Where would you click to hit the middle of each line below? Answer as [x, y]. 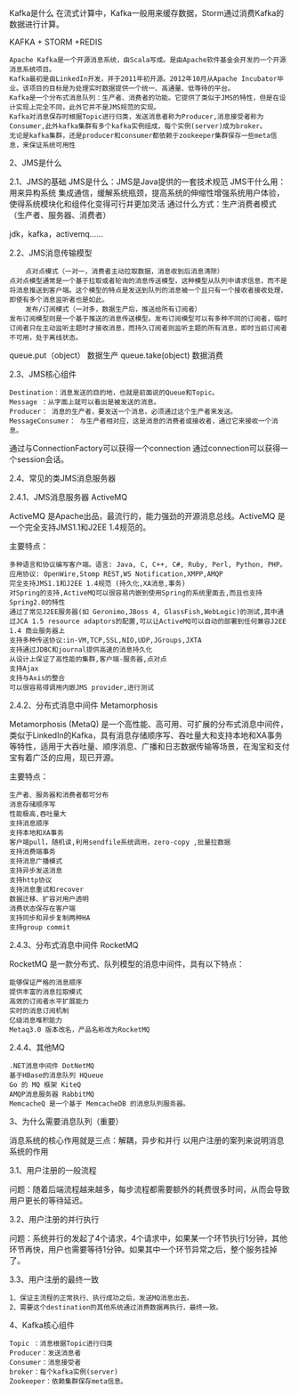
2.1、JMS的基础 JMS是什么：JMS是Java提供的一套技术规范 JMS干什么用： [148, 182]
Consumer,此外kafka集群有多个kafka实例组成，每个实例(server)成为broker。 [138, 126]
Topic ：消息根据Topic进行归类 [61, 1343]
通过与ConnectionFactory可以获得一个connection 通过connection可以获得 [145, 448]
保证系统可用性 [52, 145]
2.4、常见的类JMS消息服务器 [63, 478]
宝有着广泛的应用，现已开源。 [64, 758]
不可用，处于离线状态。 [46, 337]
